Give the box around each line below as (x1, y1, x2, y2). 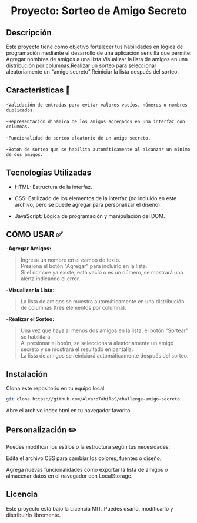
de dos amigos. (6, 151, 44, 157)
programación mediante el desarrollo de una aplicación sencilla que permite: (6, 49, 192, 57)
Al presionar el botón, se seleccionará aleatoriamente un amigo (20, 340, 174, 347)
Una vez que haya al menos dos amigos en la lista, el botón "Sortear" (20, 327, 189, 334)
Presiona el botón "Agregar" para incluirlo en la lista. (20, 263, 148, 270)
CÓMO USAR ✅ (6, 230, 63, 240)
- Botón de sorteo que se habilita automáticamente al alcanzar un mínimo (6, 145, 191, 153)
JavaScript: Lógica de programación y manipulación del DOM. (14, 212, 165, 219)
